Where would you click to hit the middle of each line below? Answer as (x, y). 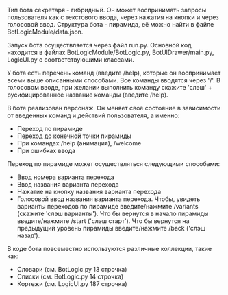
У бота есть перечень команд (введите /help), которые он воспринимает (114, 73)
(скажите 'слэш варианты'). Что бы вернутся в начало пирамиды (113, 213)
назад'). (28, 235)
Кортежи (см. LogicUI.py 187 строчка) (72, 284)
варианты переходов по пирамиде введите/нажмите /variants (107, 206)
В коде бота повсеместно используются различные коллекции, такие (110, 249)
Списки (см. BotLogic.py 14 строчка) (70, 276)
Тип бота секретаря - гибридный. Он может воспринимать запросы (107, 10)
